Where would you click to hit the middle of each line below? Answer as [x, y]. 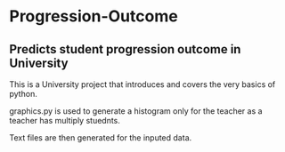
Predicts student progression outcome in [125, 49]
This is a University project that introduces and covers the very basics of [142, 84]
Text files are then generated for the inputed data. [101, 138]
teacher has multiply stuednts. [65, 120]
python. [23, 94]
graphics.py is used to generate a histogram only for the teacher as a [136, 111]
